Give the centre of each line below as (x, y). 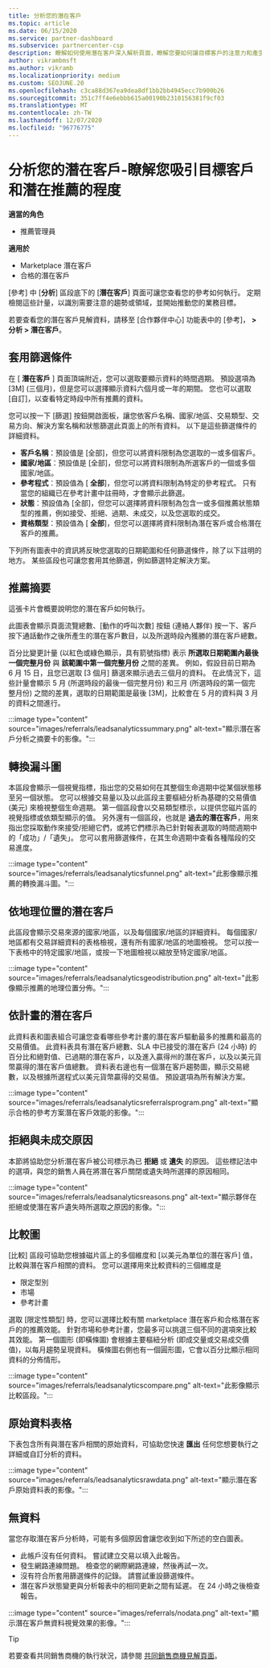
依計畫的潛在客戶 (51, 1016)
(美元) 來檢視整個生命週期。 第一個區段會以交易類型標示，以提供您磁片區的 (133, 808)
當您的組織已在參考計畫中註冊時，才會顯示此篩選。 (104, 493)
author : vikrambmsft (43, 61)
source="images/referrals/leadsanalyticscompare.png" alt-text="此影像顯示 (134, 1385)
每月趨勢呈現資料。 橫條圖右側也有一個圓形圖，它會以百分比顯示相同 (145, 1350)
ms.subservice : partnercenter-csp (66, 46)
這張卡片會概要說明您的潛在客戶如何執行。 (79, 609)
